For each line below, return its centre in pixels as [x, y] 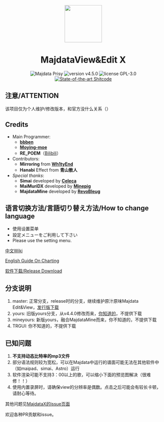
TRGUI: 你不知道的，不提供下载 [44, 326]
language [20, 216]
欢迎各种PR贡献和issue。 [31, 414]
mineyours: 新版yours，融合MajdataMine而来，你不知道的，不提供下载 [84, 320]
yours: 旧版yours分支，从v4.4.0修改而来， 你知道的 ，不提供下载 [77, 314]
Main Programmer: [31, 137]
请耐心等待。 [25, 393]
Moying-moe [33, 147]
